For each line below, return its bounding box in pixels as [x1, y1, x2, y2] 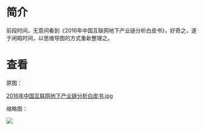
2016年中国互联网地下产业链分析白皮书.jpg [6, 92, 114, 99]
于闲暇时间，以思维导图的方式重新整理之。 [6, 34, 113, 41]
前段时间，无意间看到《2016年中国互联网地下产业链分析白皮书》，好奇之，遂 [6, 27, 197, 34]
